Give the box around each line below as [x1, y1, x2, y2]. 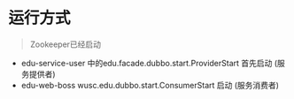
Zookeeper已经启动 [29, 39, 102, 49]
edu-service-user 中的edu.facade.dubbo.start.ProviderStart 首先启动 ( [20, 57, 278, 68]
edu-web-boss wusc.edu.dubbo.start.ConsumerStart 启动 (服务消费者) [20, 80, 280, 90]
